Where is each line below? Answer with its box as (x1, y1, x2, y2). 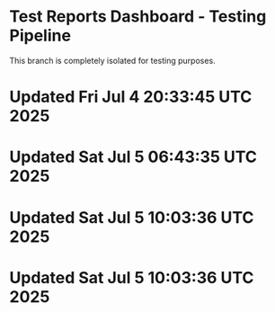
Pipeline (9, 25, 72, 46)
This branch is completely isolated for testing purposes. (9, 55, 216, 66)
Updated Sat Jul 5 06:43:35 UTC (9, 147, 258, 167)
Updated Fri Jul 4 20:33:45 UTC (9, 87, 253, 107)
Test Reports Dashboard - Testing (9, 6, 267, 27)
